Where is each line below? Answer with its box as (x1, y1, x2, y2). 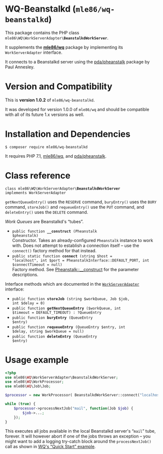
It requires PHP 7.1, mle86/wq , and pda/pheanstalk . (5, 153, 107, 159)
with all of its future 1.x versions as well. (5, 112, 84, 117)
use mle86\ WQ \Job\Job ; (5, 384, 51, 389)
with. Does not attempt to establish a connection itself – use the (12, 243, 139, 248)
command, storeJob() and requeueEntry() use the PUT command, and (5, 204, 145, 210)
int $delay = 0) (12, 301, 45, 306)
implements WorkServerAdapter (5, 190, 66, 195)
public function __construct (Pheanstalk (12, 229, 97, 234)
